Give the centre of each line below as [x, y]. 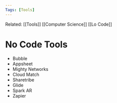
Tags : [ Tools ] [20, 10]
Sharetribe [23, 80]
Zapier [19, 95]
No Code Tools [36, 44]
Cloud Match [26, 74]
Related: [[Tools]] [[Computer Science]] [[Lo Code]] [59, 24]
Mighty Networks [30, 69]
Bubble [20, 58]
